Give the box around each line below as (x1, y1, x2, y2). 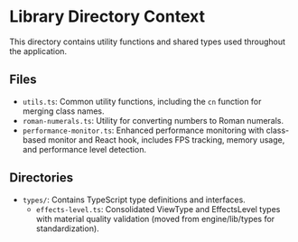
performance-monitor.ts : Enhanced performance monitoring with (22, 125, 265, 135)
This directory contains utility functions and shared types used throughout (9, 36, 286, 47)
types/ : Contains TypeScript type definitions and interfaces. (22, 194, 246, 205)
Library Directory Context (9, 6, 206, 27)
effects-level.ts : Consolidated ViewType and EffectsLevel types (35, 203, 281, 214)
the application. (9, 45, 68, 56)
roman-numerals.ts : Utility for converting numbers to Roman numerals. (22, 115, 284, 126)
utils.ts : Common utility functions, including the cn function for (22, 96, 262, 107)
